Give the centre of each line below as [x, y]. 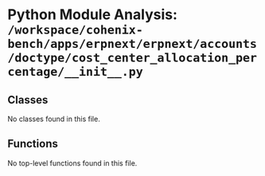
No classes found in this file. [54, 119]
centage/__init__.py [76, 72]
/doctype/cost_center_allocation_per [132, 58]
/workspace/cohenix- [76, 30]
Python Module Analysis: [93, 15]
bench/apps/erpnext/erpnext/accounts [132, 44]
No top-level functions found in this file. [72, 163]
